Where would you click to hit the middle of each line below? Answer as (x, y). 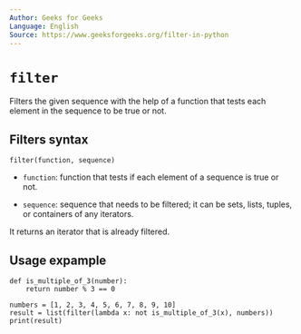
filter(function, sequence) (63, 161)
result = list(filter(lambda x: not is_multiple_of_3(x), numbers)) (141, 313)
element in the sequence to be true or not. (88, 111)
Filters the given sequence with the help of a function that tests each (138, 102)
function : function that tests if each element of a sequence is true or (150, 177)
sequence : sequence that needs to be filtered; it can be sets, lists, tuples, (157, 204)
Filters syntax (49, 139)
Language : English (44, 26)
